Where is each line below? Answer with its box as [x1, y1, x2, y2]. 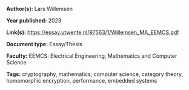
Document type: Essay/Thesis [6, 41, 83, 47]
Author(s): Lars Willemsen [6, 5, 73, 12]
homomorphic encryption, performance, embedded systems [6, 77, 157, 84]
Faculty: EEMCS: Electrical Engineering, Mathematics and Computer [6, 52, 177, 60]
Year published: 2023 [6, 17, 62, 24]
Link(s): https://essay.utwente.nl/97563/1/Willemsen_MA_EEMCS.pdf [6, 29, 179, 36]
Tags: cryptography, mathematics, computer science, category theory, [6, 71, 184, 78]
